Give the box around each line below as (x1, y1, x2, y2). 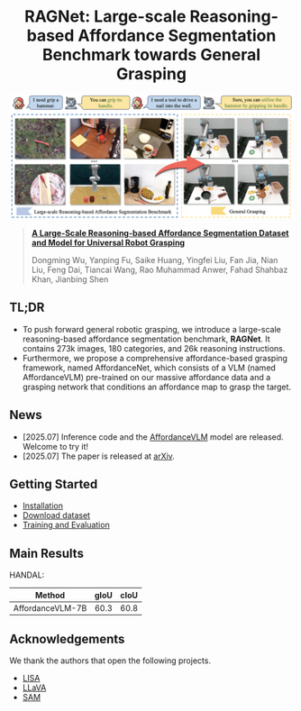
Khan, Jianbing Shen (31, 273, 109, 285)
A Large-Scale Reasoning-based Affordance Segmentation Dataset (31, 227, 289, 238)
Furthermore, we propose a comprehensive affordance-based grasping (22, 352, 288, 363)
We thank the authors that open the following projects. (9, 655, 212, 666)
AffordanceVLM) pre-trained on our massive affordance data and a (22, 371, 271, 382)
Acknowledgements (9, 631, 125, 646)
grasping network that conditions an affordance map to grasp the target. (22, 381, 291, 392)
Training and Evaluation (22, 520, 110, 531)
